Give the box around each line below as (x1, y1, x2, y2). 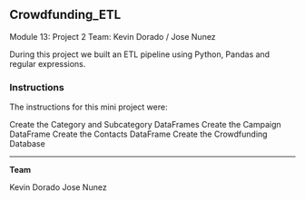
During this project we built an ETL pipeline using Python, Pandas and (9, 49, 271, 60)
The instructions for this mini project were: (9, 101, 168, 112)
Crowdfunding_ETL (9, 7, 122, 23)
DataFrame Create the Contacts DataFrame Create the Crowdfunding (9, 129, 268, 139)
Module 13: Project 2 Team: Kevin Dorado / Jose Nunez (9, 31, 216, 42)
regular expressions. (9, 58, 86, 69)
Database (9, 138, 45, 149)
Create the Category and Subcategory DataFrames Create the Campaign (9, 119, 281, 130)
